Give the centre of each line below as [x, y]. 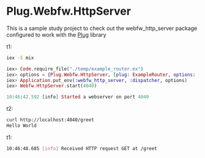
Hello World [21, 126]
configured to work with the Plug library [56, 34]
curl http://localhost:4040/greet [50, 120]
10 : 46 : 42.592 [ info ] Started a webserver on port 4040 [78, 97]
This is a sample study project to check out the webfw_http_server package [102, 28]
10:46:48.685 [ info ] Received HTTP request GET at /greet [82, 148]
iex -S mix [20, 58]
